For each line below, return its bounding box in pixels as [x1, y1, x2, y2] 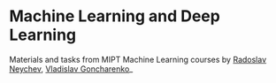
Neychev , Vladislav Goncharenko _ [9, 64, 134, 74]
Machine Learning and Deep [9, 6, 221, 26]
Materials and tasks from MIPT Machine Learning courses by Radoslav [9, 54, 267, 64]
